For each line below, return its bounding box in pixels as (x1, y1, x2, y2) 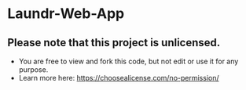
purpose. (18, 65, 49, 74)
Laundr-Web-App (7, 5, 125, 23)
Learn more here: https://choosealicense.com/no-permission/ (18, 74, 219, 82)
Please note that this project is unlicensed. (7, 36, 221, 49)
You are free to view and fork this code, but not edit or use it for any (18, 56, 239, 66)
